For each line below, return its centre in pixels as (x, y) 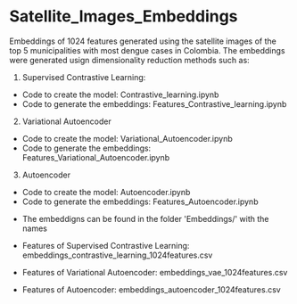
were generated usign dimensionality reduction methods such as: (129, 60)
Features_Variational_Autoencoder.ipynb (96, 157)
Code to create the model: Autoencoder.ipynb (106, 192)
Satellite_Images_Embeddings (124, 16)
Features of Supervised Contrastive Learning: (106, 245)
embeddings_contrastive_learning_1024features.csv (117, 255)
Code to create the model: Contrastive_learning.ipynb (120, 94)
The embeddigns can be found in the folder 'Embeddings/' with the (145, 218)
